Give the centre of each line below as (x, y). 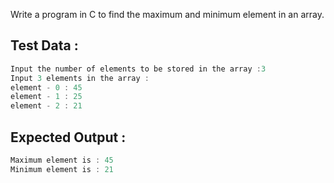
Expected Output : (68, 137)
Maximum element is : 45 (62, 160)
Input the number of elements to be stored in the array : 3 (138, 69)
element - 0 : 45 (46, 87)
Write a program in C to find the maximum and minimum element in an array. (167, 14)
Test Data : (44, 45)
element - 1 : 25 (46, 97)
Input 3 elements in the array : (80, 78)
